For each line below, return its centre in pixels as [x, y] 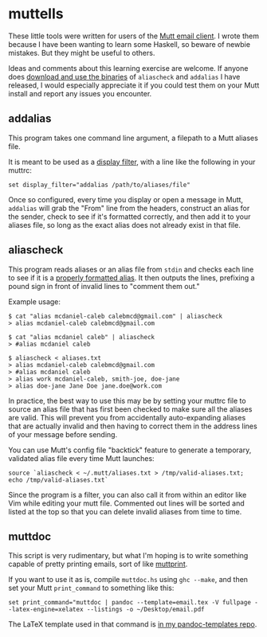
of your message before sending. [63, 434]
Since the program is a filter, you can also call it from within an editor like [128, 494]
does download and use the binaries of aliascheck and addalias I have [124, 76]
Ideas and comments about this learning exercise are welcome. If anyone [128, 68]
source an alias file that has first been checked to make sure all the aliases [130, 409]
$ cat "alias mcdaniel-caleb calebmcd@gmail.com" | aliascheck [116, 316]
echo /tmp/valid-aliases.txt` [59, 480]
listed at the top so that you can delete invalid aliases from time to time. [125, 511]
